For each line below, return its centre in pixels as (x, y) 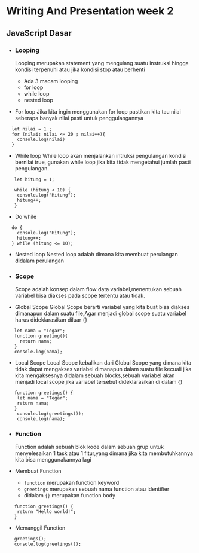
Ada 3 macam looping (51, 81)
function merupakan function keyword (71, 483)
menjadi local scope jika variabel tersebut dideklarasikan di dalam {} (99, 382)
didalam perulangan (39, 261)
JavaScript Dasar (39, 33)
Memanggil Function (40, 528)
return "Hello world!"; (47, 512)
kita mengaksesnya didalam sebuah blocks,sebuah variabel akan (95, 375)
